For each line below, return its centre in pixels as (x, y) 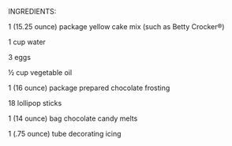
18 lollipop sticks (35, 103)
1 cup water (27, 42)
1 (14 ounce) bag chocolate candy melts (73, 118)
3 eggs (20, 57)
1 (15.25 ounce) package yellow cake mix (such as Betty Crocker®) (116, 26)
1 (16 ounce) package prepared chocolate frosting (89, 88)
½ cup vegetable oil (40, 73)
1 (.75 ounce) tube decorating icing (65, 134)
